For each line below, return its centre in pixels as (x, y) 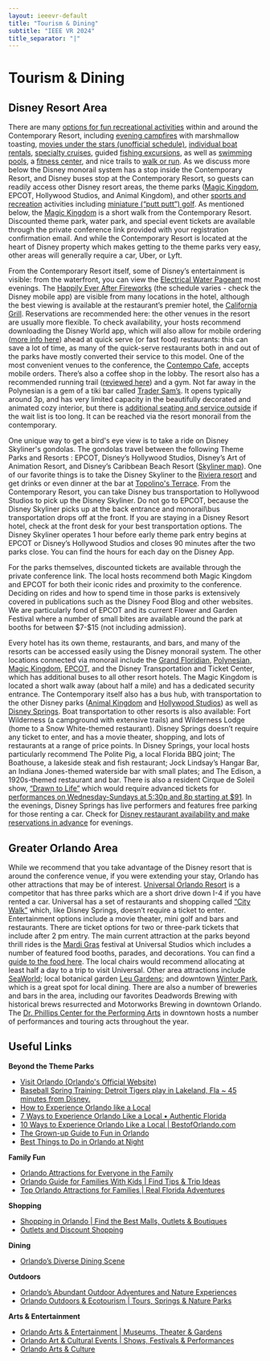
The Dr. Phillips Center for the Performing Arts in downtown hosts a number (133, 1013)
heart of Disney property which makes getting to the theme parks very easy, (135, 247)
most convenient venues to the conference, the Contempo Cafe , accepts (129, 365)
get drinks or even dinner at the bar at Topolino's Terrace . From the (120, 483)
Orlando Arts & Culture (57, 1349)
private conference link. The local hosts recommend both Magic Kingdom (130, 576)
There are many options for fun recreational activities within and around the (133, 127)
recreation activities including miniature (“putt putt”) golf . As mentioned (127, 204)
